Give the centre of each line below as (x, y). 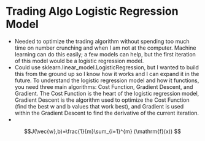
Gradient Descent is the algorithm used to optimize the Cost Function (102, 100)
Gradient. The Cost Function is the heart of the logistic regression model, (107, 93)
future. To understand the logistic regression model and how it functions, (107, 80)
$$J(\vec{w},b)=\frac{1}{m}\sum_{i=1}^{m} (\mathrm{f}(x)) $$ (102, 131)
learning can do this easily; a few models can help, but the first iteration (105, 54)
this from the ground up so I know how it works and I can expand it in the (107, 74)
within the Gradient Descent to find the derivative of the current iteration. (107, 113)
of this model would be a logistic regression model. (79, 61)
